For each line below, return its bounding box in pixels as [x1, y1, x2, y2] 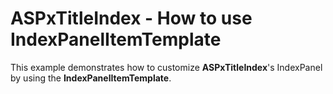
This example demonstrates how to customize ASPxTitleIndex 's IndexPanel [10, 61, 323, 73]
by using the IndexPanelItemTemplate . [10, 72, 172, 84]
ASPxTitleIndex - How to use [10, 7, 253, 30]
